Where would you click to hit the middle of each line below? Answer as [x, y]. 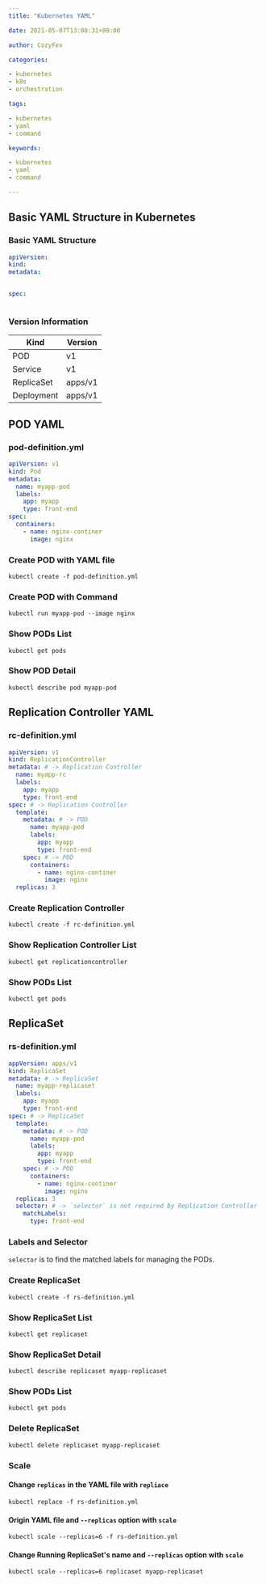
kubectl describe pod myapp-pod [62, 688]
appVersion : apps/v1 [43, 1064]
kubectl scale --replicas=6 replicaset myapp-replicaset [106, 1572]
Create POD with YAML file [62, 560]
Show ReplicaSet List [50, 1317]
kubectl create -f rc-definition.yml [72, 925]
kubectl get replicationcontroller [68, 962]
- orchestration [35, 90]
